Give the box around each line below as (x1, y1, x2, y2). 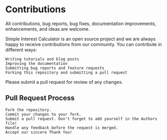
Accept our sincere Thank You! (5, 129, 72, 135)
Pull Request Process (5, 94, 75, 103)
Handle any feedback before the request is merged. (5, 125, 118, 130)
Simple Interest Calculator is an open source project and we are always (5, 36, 156, 42)
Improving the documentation (5, 61, 68, 66)
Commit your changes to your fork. (5, 111, 82, 117)
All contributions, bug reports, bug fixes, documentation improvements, (5, 20, 157, 27)
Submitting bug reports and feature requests (5, 65, 104, 71)
